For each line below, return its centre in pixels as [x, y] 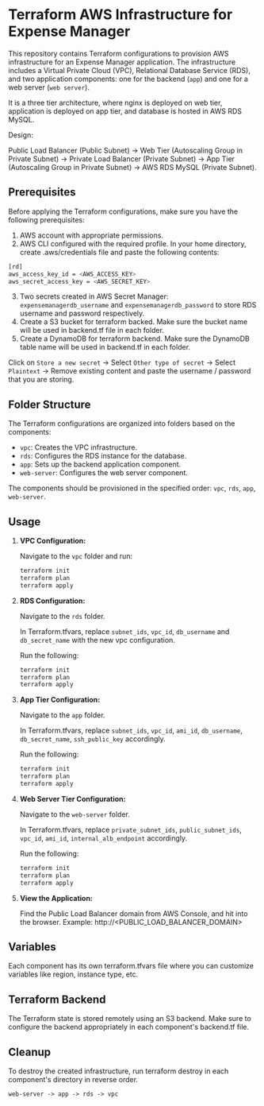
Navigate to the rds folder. [62, 616]
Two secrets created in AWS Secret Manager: [94, 296]
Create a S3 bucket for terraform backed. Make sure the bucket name [134, 322]
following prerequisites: [46, 219]
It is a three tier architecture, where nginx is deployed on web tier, [115, 102]
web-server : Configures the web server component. [103, 473]
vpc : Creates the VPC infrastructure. [78, 447]
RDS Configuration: [52, 601]
